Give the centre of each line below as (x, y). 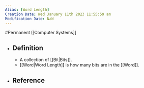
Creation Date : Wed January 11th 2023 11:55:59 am (58, 14)
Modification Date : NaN (29, 19)
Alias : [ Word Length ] (27, 10)
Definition (28, 48)
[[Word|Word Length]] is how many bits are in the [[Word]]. (79, 65)
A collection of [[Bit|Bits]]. (46, 60)
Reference (29, 80)
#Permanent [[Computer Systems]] (41, 33)
